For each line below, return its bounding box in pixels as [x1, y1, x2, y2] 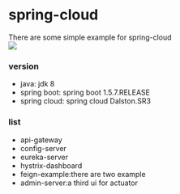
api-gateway [19, 135, 62, 145]
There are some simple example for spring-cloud [8, 32, 172, 42]
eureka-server [19, 152, 69, 162]
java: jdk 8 [19, 79, 55, 89]
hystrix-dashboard [19, 160, 83, 171]
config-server [19, 143, 67, 153]
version [8, 61, 39, 72]
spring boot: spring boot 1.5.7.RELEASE [19, 87, 151, 98]
